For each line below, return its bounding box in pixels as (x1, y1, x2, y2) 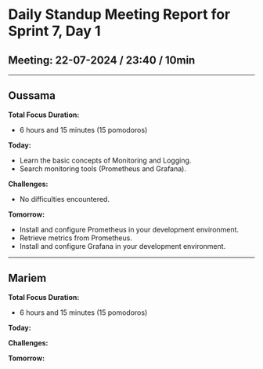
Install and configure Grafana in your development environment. (19, 241, 226, 250)
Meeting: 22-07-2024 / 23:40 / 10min (8, 53, 196, 67)
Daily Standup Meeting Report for (8, 5, 231, 24)
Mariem (8, 272, 47, 285)
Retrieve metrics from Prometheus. (19, 233, 133, 243)
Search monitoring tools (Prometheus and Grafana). (19, 163, 186, 174)
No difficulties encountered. (19, 194, 110, 203)
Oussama (8, 89, 56, 103)
